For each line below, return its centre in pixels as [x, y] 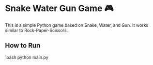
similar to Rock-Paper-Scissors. [37, 30]
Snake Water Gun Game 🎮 [59, 8]
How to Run [23, 46]
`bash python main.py [27, 57]
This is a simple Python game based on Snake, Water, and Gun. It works [77, 25]
